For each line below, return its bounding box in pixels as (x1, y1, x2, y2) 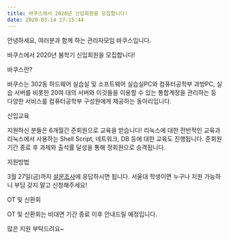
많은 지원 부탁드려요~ (7, 224, 65, 233)
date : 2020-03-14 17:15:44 (7, 16, 84, 23)
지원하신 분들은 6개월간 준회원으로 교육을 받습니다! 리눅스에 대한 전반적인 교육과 (7, 126, 221, 134)
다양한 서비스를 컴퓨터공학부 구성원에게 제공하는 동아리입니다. (7, 97, 172, 105)
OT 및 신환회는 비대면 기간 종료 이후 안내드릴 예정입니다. (7, 210, 158, 218)
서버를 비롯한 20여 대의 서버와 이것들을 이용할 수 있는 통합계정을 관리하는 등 (14, 88, 217, 97)
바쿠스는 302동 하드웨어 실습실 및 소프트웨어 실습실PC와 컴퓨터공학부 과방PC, (7, 79, 215, 88)
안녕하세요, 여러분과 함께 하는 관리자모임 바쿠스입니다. (7, 36, 152, 45)
